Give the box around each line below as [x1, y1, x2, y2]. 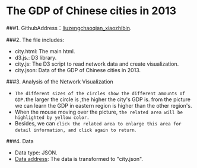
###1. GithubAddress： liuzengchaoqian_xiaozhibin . [6, 24, 132, 31]
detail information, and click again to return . [14, 126, 136, 133]
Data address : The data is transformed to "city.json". [14, 155, 144, 162]
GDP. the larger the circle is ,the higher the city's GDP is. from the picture [14, 96, 191, 103]
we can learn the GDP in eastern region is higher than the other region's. [14, 102, 192, 109]
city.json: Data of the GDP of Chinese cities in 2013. [14, 66, 141, 73]
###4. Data [6, 137, 34, 144]
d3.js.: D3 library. [14, 54, 57, 61]
